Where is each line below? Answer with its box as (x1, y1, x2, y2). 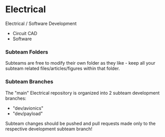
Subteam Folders (5, 48, 48, 56)
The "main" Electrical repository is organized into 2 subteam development (5, 90, 160, 96)
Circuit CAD (12, 30, 38, 36)
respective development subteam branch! (5, 126, 93, 132)
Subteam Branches (5, 78, 53, 85)
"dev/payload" (12, 111, 43, 117)
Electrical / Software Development (5, 20, 77, 26)
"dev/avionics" (12, 105, 44, 111)
